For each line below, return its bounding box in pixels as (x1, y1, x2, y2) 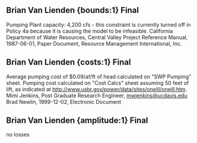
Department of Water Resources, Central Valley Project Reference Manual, (6, 33, 188, 41)
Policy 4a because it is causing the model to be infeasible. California (6, 27, 173, 34)
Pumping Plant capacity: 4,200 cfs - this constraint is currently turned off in (6, 21, 191, 28)
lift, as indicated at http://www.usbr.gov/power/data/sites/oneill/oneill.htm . (6, 85, 188, 93)
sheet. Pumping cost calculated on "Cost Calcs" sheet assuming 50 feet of (6, 79, 189, 86)
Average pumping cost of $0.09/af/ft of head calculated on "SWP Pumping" (6, 73, 192, 80)
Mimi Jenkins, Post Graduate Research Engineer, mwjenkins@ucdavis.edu (6, 92, 188, 99)
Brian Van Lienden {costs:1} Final (6, 57, 131, 68)
